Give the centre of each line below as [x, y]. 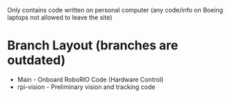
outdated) [36, 60]
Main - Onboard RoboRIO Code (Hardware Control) [90, 79]
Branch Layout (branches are [93, 46]
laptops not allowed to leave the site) [60, 17]
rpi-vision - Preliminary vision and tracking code [86, 87]
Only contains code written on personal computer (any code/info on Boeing [115, 10]
